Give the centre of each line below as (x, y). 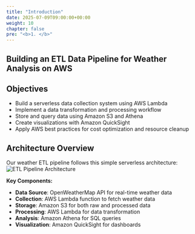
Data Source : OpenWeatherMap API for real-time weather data (94, 193)
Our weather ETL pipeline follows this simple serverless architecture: (92, 163)
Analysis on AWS (39, 68)
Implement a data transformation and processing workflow (88, 110)
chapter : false (25, 29)
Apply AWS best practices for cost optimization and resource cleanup (102, 129)
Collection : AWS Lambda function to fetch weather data (85, 199)
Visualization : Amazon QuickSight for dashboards (78, 225)
